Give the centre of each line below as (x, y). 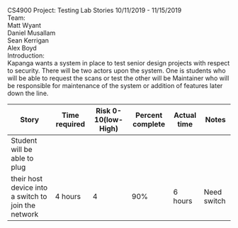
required (70, 124)
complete (149, 124)
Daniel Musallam (32, 33)
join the (23, 205)
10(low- (109, 120)
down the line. (28, 93)
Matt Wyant (24, 25)
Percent (149, 115)
